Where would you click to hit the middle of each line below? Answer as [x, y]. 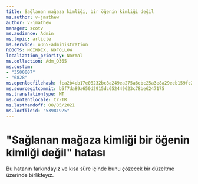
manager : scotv [25, 28]
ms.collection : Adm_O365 [37, 61]
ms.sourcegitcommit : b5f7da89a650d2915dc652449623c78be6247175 [85, 89]
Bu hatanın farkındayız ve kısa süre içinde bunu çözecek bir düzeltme [90, 169]
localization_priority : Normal [44, 56]
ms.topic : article [29, 39]
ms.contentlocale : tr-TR [37, 99]
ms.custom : [19, 67]
